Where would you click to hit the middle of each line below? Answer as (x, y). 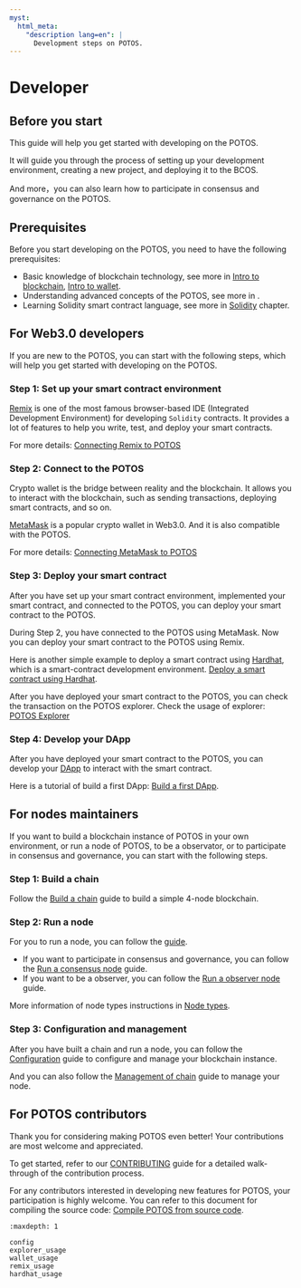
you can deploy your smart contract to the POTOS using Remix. (127, 642)
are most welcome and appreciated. (76, 1146)
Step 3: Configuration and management (98, 1029)
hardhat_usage (36, 1274)
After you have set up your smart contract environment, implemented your (148, 595)
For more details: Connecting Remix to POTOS (95, 446)
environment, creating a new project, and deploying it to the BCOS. (134, 170)
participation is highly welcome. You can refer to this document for (133, 1200)
